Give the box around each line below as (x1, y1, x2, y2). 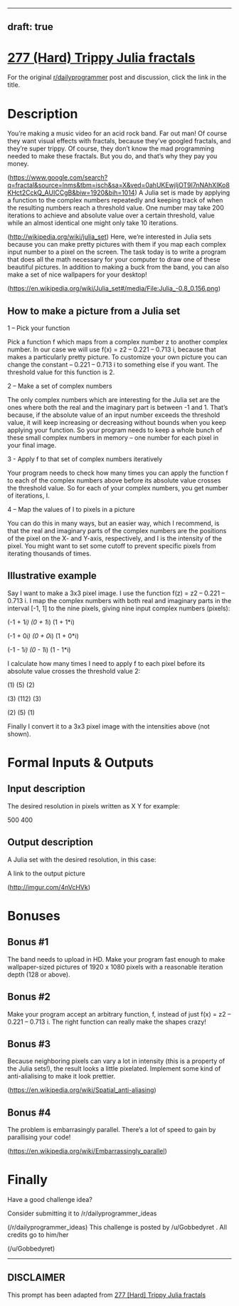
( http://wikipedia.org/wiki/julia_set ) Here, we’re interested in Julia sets (7, 232, 212, 241)
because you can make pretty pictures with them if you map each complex (7, 240, 226, 249)
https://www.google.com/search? (9, 173, 108, 182)
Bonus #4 (7, 1106, 51, 1119)
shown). (7, 729, 31, 738)
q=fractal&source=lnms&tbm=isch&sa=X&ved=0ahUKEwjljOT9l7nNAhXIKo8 (7, 181, 230, 190)
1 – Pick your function (7, 324, 70, 332)
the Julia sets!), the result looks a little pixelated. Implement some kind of (7, 1064, 221, 1073)
